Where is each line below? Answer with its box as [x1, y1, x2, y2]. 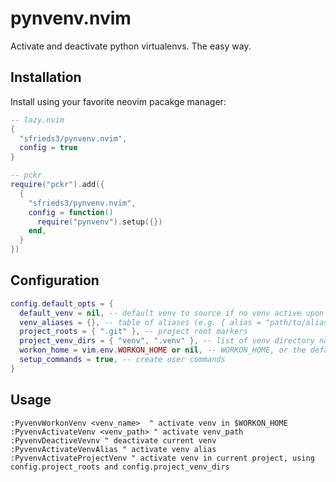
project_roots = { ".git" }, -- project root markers [19, 327, 248, 337]
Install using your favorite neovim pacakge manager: [10, 95, 227, 107]
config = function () [28, 207, 114, 217]
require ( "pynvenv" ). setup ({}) [36, 217, 163, 227]
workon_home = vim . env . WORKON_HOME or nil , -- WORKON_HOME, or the [19, 345, 307, 356]
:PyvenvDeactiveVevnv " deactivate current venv [10, 435, 217, 446]
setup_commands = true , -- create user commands [19, 355, 226, 365]
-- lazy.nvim [10, 115, 65, 125]
